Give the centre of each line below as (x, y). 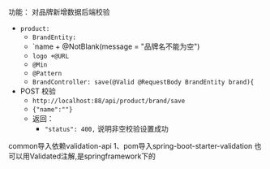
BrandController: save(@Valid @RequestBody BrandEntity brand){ (143, 82)
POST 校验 (38, 91)
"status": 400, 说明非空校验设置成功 (106, 129)
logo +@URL (51, 56)
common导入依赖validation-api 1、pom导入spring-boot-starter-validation (131, 146)
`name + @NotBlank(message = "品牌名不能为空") (116, 46)
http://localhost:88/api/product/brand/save (109, 101)
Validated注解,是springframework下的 (93, 156)
